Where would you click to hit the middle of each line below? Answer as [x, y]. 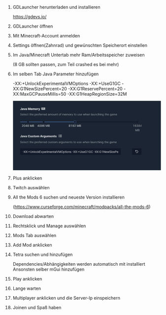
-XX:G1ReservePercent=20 [95, 89]
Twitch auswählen [31, 188]
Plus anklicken [27, 178]
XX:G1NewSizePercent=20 [40, 89]
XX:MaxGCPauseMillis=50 [39, 94]
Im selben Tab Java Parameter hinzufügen [56, 74]
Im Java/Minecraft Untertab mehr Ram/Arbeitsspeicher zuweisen [79, 55]
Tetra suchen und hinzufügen [43, 255]
